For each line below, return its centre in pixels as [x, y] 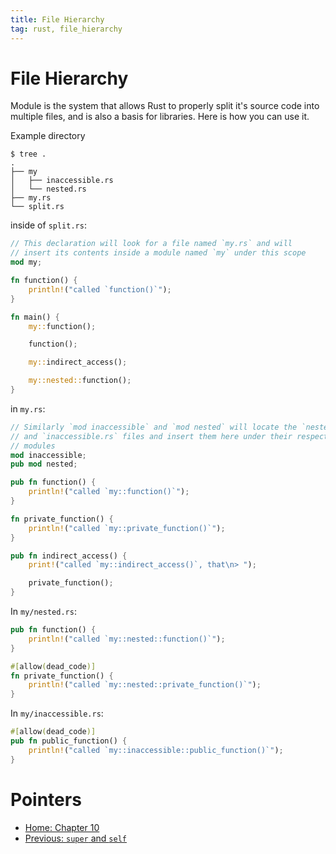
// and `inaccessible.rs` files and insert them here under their [151, 436]
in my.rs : [28, 408]
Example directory [48, 136]
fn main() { [35, 317]
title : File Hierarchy [57, 19]
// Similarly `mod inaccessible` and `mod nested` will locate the [154, 427]
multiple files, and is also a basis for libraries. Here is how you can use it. [160, 117]
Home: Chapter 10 [62, 827]
